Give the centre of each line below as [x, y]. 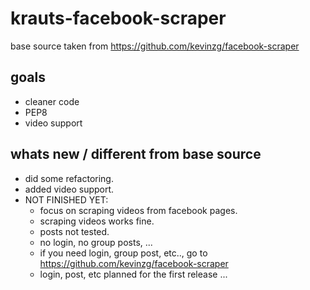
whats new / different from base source [136, 154]
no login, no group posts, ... [96, 242]
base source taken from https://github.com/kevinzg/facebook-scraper [155, 46]
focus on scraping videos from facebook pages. [138, 210]
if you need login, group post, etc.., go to [123, 253]
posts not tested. [74, 231]
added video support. [69, 189]
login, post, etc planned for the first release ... [133, 274]
